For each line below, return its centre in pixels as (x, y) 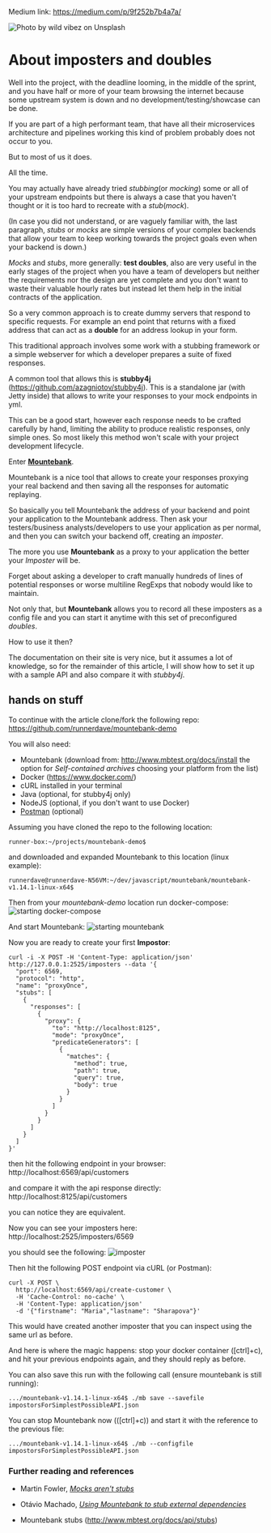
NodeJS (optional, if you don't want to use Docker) (105, 803)
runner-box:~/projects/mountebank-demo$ (78, 841)
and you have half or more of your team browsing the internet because (126, 91)
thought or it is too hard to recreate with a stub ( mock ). (99, 205)
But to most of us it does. (50, 156)
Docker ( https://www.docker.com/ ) (78, 777)
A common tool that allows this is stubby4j (80, 378)
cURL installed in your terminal (71, 786)
